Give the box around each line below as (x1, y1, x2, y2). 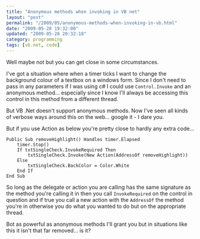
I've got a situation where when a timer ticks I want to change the (6, 70, 167, 77)
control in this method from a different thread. (6, 95, 119, 102)
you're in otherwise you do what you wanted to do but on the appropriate (6, 203, 186, 210)
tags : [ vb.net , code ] (6, 42, 60, 48)
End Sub (6, 173, 26, 179)
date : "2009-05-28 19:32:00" (6, 25, 79, 32)
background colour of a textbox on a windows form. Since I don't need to (6, 76, 186, 84)
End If (17, 168, 33, 174)
